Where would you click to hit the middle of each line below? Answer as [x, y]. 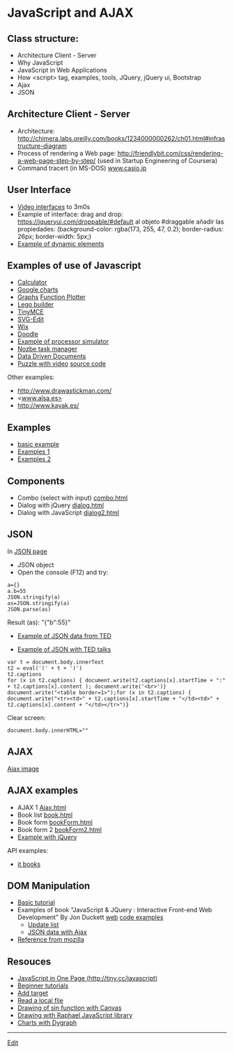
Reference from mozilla [51, 939]
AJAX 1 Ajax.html [42, 807]
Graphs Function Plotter [51, 297]
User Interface [39, 190]
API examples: [28, 850]
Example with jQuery [47, 837]
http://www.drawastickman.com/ [64, 391]
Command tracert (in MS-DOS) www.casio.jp [82, 168]
